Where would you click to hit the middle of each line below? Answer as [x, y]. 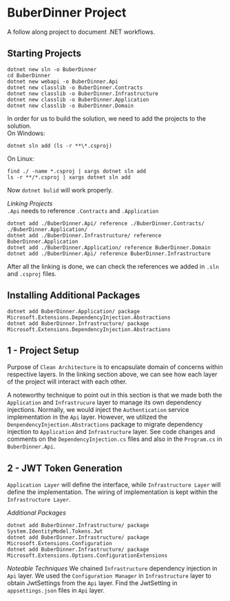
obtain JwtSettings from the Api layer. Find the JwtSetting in [92, 583]
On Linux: [21, 158]
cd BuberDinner [29, 75]
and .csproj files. [32, 273]
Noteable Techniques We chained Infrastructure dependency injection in [112, 569]
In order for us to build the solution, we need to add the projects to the [107, 118]
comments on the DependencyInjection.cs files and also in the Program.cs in [115, 439]
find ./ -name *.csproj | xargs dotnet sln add [77, 171]
